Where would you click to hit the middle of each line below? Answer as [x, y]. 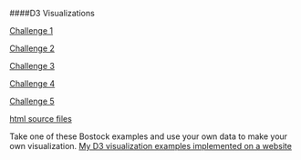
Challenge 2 [32, 48]
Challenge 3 [32, 66]
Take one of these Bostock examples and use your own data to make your [149, 136]
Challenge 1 [31, 30]
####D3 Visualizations [52, 13]
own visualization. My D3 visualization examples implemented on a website [150, 146]
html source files [41, 119]
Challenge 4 [32, 84]
